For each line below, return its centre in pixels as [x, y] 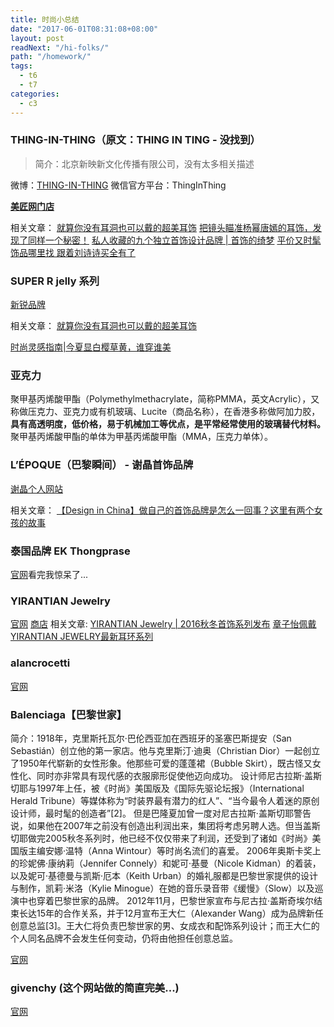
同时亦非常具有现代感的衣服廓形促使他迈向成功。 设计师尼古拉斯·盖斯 [179, 775]
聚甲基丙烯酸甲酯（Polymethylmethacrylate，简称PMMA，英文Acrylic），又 [165, 399]
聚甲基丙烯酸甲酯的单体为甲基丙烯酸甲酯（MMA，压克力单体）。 [141, 437]
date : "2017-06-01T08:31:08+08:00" [84, 29]
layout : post [37, 38]
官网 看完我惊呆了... [49, 574]
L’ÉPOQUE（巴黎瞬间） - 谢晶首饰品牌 [102, 465]
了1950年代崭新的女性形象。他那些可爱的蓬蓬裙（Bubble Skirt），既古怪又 [161, 763]
